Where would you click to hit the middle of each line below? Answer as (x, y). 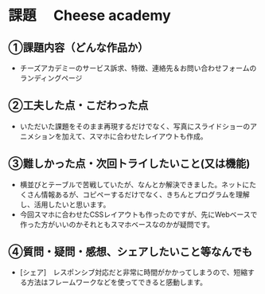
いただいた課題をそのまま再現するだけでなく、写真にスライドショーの (135, 126)
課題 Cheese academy (90, 16)
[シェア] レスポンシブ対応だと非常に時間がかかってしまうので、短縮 (134, 272)
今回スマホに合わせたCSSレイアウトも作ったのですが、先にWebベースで (138, 214)
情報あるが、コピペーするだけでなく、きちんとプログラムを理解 (146, 194)
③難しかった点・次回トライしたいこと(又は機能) (129, 164)
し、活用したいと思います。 (65, 204)
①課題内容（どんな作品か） (78, 47)
